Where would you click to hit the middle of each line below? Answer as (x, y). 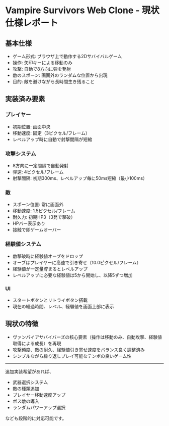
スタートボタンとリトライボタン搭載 (50, 300)
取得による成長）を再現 (37, 343)
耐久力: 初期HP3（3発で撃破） (44, 217)
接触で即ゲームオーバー (37, 230)
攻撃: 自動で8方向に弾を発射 (42, 69)
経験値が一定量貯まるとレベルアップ (50, 269)
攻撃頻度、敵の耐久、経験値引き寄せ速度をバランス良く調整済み (78, 350)
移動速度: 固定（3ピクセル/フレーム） (51, 133)
